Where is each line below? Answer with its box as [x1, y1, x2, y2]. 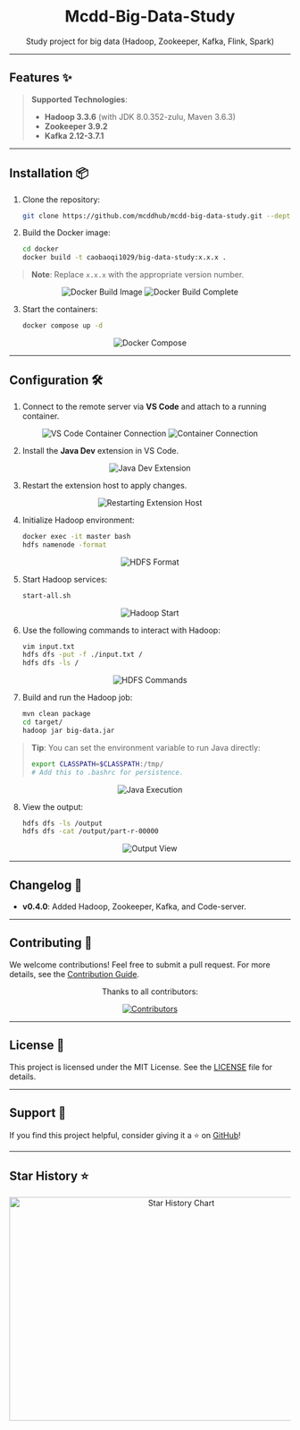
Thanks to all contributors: [101, 986, 199, 997]
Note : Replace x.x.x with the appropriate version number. [30, 269, 245, 280]
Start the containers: [21, 304, 98, 315]
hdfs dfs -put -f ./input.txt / [21, 651, 143, 660]
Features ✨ [9, 70, 72, 86]
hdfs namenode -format [21, 540, 107, 549]
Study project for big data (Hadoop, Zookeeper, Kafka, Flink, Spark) [25, 36, 275, 47]
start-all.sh [21, 591, 71, 600]
